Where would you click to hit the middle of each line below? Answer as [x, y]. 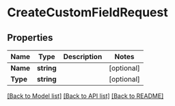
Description [83, 57]
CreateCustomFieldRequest [88, 13]
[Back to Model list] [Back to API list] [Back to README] [85, 96]
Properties [30, 38]
